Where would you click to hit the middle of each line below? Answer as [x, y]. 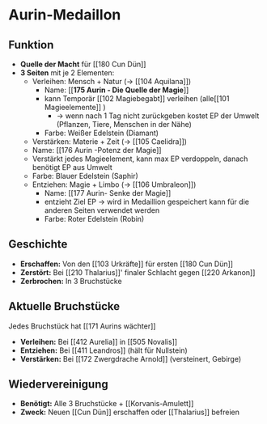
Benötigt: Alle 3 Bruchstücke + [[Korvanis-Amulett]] [107, 404]
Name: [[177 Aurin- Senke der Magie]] [108, 193]
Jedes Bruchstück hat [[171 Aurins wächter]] [82, 326]
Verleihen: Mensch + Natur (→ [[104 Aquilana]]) [112, 81]
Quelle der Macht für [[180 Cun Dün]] [83, 64]
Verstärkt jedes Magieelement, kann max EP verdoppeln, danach [140, 159]
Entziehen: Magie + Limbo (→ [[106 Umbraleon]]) [114, 184]
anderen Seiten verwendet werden [102, 210]
